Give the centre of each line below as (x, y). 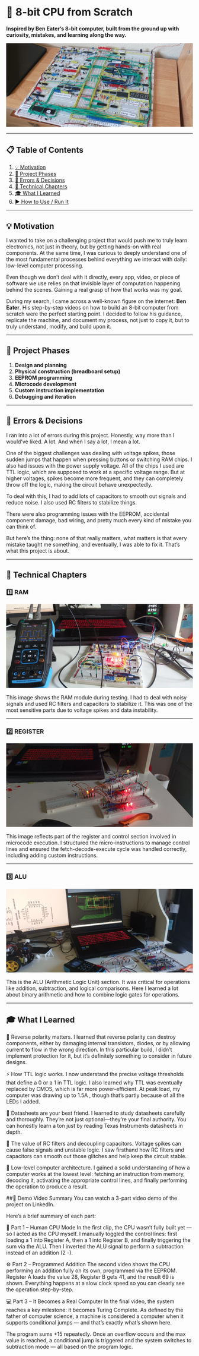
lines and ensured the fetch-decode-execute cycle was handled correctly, (97, 849)
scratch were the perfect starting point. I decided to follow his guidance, (94, 314)
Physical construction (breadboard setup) (67, 371)
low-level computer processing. (45, 265)
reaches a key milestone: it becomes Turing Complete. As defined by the (95, 1310)
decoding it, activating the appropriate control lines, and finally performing (97, 1180)
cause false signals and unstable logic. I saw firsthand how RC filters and (95, 1150)
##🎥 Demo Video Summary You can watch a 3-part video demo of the (92, 1198)
